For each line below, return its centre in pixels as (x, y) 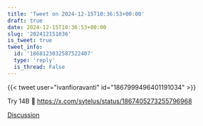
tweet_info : (25, 47)
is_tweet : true (30, 41)
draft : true (25, 21)
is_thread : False (40, 67)
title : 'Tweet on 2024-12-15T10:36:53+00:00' (76, 14)
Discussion (24, 115)
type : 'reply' (35, 61)
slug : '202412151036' (40, 34)
